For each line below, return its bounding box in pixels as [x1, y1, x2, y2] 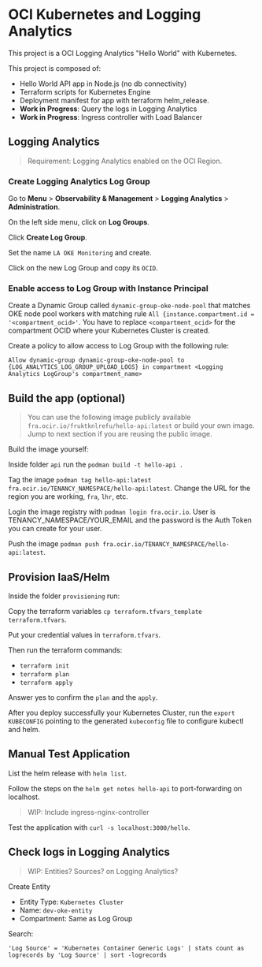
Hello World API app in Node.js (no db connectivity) [19, 79, 187, 88]
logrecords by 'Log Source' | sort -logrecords [8, 951, 168, 959]
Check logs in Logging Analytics [8, 846, 171, 859]
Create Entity [8, 881, 51, 891]
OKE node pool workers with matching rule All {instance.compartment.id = [8, 309, 255, 318]
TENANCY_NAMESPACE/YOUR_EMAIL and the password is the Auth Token [8, 515, 252, 525]
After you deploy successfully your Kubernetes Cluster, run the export [8, 708, 235, 717]
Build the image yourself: [8, 444, 89, 454]
